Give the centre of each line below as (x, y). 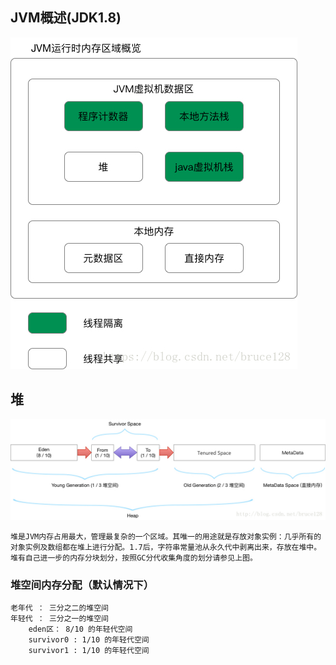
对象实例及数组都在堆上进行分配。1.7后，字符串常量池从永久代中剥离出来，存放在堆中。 (166, 548)
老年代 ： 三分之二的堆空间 (60, 608)
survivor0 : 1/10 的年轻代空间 (89, 640)
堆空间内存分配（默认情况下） (82, 585)
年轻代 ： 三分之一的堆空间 (60, 619)
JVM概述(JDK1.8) (66, 18)
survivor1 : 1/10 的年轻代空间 (89, 651)
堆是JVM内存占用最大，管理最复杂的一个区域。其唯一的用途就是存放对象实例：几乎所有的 (166, 537)
